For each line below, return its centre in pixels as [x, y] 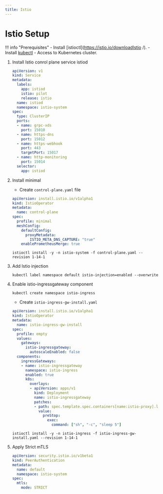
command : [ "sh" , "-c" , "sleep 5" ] [86, 425]
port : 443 [31, 148]
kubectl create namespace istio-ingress [54, 293]
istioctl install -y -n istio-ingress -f [54, 434]
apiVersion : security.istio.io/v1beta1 [53, 456]
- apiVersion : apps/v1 [53, 388]
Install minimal [27, 180]
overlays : [40, 384]
